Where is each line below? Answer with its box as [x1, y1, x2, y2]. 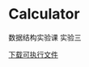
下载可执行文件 [8, 49, 58, 59]
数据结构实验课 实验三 [8, 32, 82, 42]
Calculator [8, 5, 80, 23]
